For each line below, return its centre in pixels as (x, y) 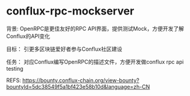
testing (15, 68)
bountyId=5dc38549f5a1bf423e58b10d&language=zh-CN (78, 86)
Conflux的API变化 (28, 36)
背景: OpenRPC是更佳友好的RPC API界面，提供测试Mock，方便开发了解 (95, 28)
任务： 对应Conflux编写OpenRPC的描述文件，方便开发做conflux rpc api (95, 62)
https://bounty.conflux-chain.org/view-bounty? (81, 80)
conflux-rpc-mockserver (70, 11)
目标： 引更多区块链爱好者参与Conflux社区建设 (64, 49)
